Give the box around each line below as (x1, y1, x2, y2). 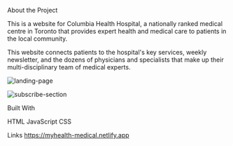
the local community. (7, 34, 68, 43)
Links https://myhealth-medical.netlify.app (7, 131, 129, 139)
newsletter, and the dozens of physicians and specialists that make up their (7, 55, 224, 64)
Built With (7, 104, 35, 112)
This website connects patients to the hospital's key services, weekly (7, 48, 207, 56)
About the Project (7, 6, 58, 14)
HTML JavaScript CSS (7, 117, 72, 126)
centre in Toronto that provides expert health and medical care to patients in (7, 27, 227, 35)
